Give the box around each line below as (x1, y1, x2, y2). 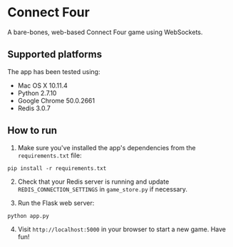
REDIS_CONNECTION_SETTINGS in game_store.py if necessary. (17, 184, 187, 193)
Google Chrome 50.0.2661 (17, 96, 95, 105)
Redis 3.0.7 (17, 104, 51, 112)
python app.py (7, 212, 50, 219)
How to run (7, 125, 58, 137)
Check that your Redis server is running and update (17, 177, 170, 186)
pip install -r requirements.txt (7, 164, 107, 172)
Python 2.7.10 (17, 88, 57, 97)
